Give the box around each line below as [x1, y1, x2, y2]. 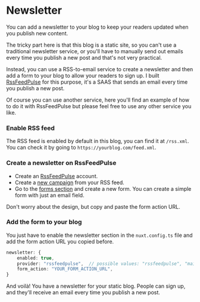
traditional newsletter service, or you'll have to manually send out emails [6, 47, 183, 54]
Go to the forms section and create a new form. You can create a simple [14, 185, 192, 192]
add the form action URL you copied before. [6, 237, 114, 245]
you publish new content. [6, 29, 68, 36]
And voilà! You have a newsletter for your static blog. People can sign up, [6, 282, 186, 290]
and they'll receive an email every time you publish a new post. [6, 289, 161, 296]
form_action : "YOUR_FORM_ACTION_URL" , [17, 266, 113, 272]
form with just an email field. [14, 191, 85, 199]
